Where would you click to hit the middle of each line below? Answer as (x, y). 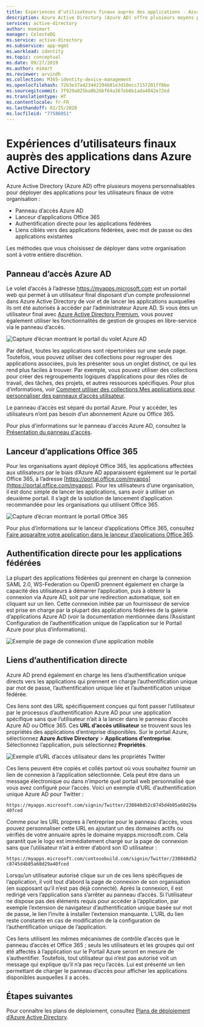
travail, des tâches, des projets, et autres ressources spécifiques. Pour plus (100, 383)
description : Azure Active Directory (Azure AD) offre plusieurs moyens (100, 18)
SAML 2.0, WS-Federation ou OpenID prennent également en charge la (95, 584)
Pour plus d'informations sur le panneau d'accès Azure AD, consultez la (96, 426)
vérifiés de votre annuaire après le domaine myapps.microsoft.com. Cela (97, 835)
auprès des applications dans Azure (99, 156)
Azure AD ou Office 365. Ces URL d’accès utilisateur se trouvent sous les (99, 725)
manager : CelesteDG (31, 35)
